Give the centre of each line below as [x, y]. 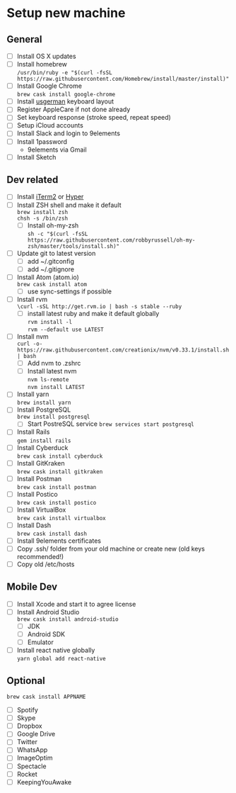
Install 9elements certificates [59, 541]
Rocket [27, 774]
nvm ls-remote [48, 380]
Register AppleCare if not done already [73, 109]
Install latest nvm [52, 371]
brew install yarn [44, 403]
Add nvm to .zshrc [54, 364]
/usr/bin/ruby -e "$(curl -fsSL [64, 73]
